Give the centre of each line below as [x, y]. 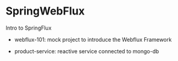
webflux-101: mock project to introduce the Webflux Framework [93, 39]
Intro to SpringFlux [29, 28]
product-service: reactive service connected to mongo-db [87, 51]
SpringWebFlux [45, 11]
